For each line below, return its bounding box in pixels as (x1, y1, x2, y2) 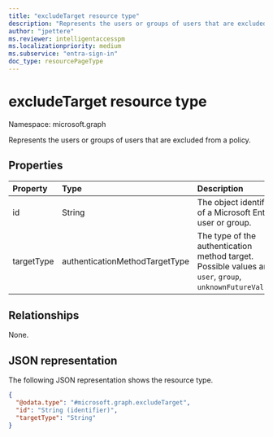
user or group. (197, 216, 252, 228)
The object (197, 196, 239, 208)
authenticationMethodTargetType (62, 256, 189, 267)
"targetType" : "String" (15, 413, 96, 422)
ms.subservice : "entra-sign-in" (8, 50, 118, 58)
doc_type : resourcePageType (8, 58, 104, 66)
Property (12, 182, 48, 194)
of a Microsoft (197, 207, 251, 218)
